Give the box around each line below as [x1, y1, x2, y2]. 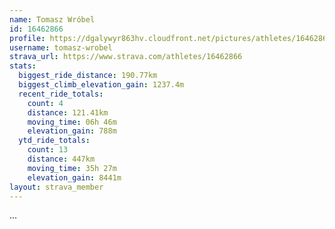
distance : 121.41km [27, 107, 109, 118]
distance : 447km [27, 154, 96, 164]
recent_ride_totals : [18, 89, 104, 99]
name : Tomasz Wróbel [9, 14, 96, 25]
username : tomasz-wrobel [9, 42, 113, 53]
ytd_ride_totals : [18, 136, 91, 146]
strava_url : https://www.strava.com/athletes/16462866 [9, 52, 243, 62]
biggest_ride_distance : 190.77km [18, 71, 158, 81]
